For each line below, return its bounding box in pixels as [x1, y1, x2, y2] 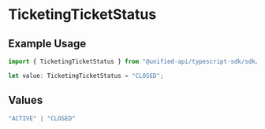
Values [8, 94, 43, 107]
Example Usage [8, 37, 87, 50]
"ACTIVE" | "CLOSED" [8, 114, 77, 123]
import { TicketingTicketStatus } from [8, 57, 140, 65]
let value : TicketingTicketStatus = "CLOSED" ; [8, 72, 164, 79]
